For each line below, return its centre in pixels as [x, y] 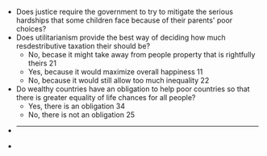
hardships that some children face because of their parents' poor [124, 20]
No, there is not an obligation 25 [81, 115]
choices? [31, 29]
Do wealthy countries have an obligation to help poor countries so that [133, 89]
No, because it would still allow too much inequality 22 [119, 80]
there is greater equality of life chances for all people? [106, 97]
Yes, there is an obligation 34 [76, 106]
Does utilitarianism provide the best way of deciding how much [121, 37]
